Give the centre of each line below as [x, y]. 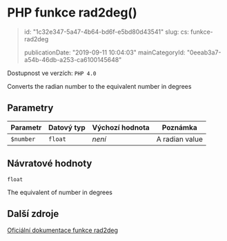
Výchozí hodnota [121, 127]
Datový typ [67, 127]
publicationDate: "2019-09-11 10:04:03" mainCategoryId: [105, 52]
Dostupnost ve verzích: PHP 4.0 [52, 73]
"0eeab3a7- [204, 52]
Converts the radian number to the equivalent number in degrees [99, 86]
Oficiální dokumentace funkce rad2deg [63, 230]
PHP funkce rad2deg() [72, 13]
